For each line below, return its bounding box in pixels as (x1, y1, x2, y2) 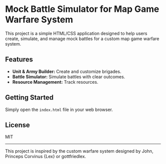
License (5, 120, 30, 129)
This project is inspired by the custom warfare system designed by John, (5, 148, 154, 154)
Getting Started (5, 93, 54, 102)
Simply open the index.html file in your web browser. (5, 107, 113, 112)
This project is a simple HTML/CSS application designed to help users (5, 30, 147, 36)
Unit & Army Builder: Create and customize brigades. (12, 68, 122, 74)
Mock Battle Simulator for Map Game (5, 3, 160, 15)
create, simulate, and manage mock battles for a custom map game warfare (5, 36, 160, 42)
